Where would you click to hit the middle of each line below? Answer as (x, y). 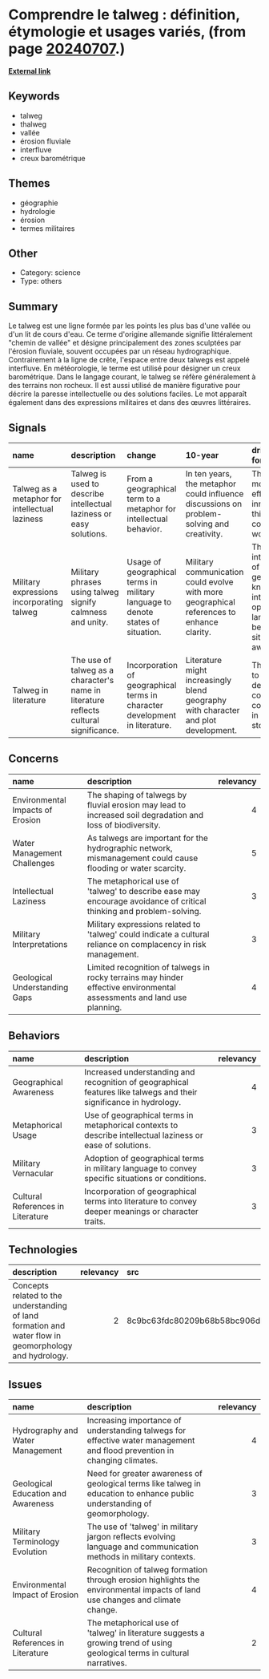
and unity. (90, 622)
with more (204, 592)
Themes (29, 183)
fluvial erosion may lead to (137, 805)
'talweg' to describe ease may (144, 891)
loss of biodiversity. (124, 825)
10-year (202, 455)
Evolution (30, 1552)
